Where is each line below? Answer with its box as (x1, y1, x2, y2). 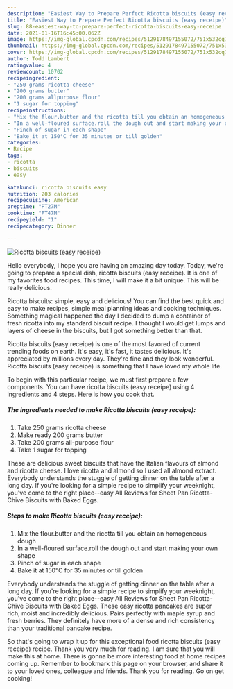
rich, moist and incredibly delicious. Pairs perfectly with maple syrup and (7, 609, 215, 618)
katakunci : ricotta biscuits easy (7, 184, 107, 191)
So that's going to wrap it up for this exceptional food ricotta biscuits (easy (7, 637, 221, 645)
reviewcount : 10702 (7, 68, 64, 75)
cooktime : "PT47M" (7, 210, 60, 217)
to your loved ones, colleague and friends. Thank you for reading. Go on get (7, 667, 224, 675)
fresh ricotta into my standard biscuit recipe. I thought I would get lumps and (7, 318, 226, 327)
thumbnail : (7, 42, 39, 49)
